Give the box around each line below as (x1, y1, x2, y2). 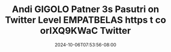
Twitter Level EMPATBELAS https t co (5, 14, 166, 26)
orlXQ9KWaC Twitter (40, 25, 131, 36)
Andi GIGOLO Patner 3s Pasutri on (12, 4, 159, 15)
